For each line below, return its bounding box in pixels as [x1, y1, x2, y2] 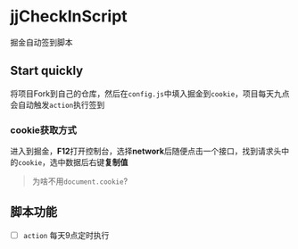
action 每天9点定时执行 [22, 229, 110, 240]
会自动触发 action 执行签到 [10, 99, 105, 110]
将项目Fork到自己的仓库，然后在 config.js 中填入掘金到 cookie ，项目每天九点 [10, 87, 290, 99]
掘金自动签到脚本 [10, 37, 73, 47]
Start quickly [10, 63, 84, 79]
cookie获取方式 [10, 123, 77, 136]
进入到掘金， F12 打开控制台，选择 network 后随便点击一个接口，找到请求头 [10, 145, 282, 157]
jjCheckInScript [10, 6, 128, 27]
